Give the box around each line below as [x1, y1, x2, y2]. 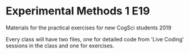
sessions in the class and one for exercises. [5, 42, 114, 49]
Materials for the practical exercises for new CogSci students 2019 [5, 24, 172, 31]
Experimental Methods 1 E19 [5, 4, 150, 18]
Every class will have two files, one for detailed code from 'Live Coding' [5, 35, 184, 43]
